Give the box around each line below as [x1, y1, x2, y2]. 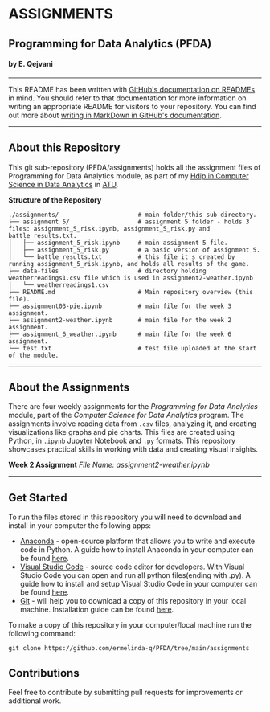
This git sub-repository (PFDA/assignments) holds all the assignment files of [8, 162, 261, 172]
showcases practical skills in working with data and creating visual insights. [8, 444, 259, 454]
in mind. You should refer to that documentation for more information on [8, 93, 247, 103]
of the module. [8, 351, 59, 359]
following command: [8, 628, 76, 639]
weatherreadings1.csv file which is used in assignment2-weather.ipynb [8, 274, 253, 282]
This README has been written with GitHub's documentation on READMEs [8, 84, 256, 94]
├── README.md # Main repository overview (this [8, 288, 253, 296]
